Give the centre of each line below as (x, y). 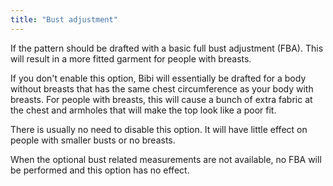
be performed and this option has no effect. (100, 170)
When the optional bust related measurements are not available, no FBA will (166, 159)
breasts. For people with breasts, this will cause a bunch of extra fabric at (161, 99)
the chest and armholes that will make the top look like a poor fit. (143, 110)
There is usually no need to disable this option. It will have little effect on (159, 129)
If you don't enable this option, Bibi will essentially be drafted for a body (158, 78)
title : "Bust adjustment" (64, 19)
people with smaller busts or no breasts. (93, 140)
